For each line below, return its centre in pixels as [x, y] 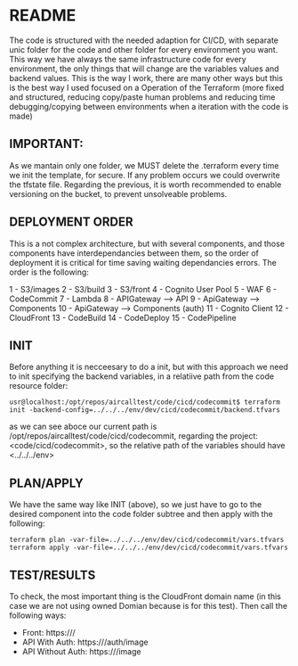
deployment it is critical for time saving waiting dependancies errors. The [143, 262]
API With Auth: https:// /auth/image [85, 642]
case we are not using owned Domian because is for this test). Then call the [148, 606]
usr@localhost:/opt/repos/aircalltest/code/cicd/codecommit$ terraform [145, 402]
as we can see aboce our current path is [83, 427]
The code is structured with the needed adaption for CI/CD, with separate [144, 40]
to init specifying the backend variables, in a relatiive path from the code [141, 376]
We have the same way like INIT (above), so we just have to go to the [136, 505]
